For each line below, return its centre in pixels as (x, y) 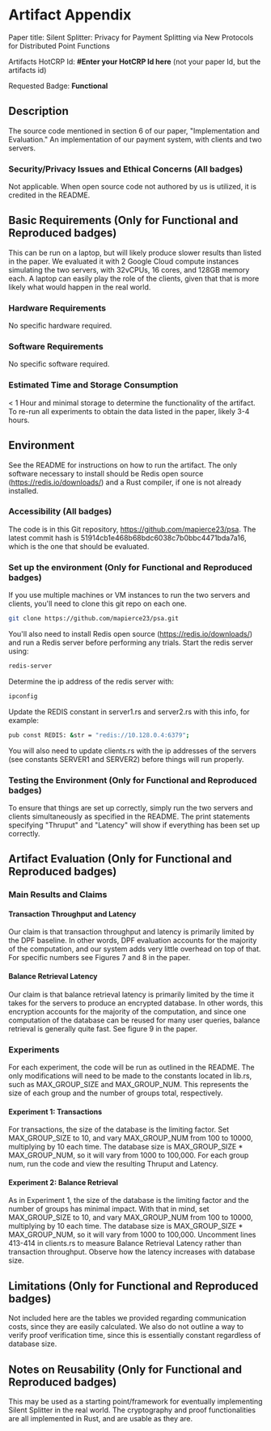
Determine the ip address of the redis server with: (91, 681)
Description (38, 111)
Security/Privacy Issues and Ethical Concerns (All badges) (126, 169)
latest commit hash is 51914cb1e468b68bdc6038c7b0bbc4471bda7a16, (127, 538)
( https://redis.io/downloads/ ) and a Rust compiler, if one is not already (125, 482)
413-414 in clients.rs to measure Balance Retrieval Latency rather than (125, 1243)
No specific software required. (59, 364)
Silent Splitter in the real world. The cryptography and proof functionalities (132, 1410)
